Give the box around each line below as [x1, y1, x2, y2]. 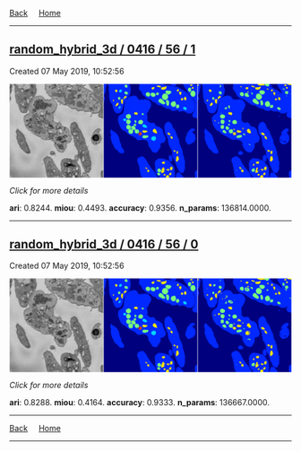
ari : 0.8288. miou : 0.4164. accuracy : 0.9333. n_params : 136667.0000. [9, 397, 271, 408]
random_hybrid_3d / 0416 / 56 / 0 [9, 237, 199, 252]
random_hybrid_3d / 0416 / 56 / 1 [9, 42, 196, 57]
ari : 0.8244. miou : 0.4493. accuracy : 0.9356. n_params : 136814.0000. [9, 202, 271, 213]
